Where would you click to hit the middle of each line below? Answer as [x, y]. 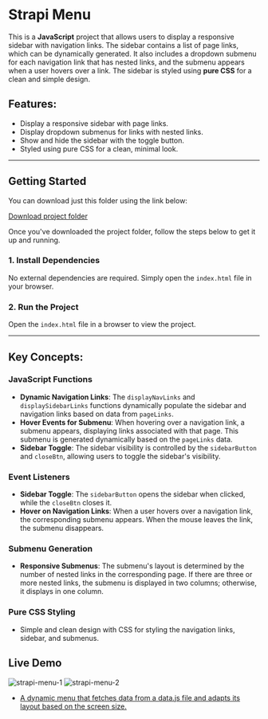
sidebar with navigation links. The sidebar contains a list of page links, [124, 45]
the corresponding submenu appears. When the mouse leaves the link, [136, 520]
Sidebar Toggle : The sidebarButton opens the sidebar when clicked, [132, 494]
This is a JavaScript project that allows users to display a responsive [121, 37]
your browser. [31, 286]
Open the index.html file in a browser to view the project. [102, 324]
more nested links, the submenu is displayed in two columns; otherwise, [138, 583]
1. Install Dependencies [54, 261]
